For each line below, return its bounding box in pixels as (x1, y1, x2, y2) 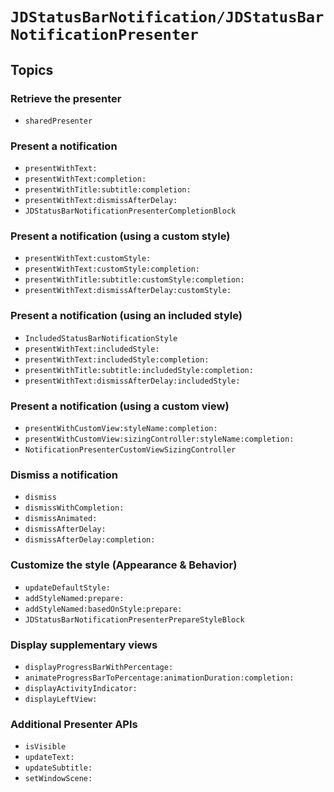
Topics (10, 61, 54, 78)
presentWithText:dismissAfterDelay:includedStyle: (24, 376, 241, 386)
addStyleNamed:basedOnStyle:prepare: (24, 604, 183, 614)
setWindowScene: (24, 774, 93, 784)
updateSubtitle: (24, 763, 93, 773)
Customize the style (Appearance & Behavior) (10, 558, 238, 572)
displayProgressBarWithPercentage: (24, 662, 174, 672)
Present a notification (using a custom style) (10, 229, 231, 243)
